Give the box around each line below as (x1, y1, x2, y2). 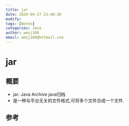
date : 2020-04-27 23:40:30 (5, 12, 62, 17)
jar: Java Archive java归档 (12, 91, 66, 97)
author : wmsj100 (5, 30, 39, 35)
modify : (5, 16, 22, 21)
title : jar (5, 7, 28, 12)
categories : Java (5, 26, 42, 31)
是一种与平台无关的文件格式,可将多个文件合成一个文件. (12, 97, 125, 103)
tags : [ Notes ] (5, 21, 35, 26)
